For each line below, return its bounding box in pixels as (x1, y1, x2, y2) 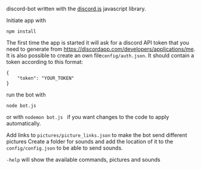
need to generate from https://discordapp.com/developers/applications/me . (6, 45, 196, 53)
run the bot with (6, 91, 46, 98)
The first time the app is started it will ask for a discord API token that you (6, 39, 189, 46)
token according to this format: (6, 59, 84, 65)
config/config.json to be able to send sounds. (6, 144, 123, 151)
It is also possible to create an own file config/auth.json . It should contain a (6, 52, 194, 59)
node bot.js (6, 103, 36, 109)
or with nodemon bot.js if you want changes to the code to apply (6, 113, 170, 120)
